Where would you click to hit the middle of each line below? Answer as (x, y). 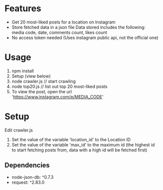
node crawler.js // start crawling (44, 81)
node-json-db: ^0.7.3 (33, 177)
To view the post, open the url (41, 91)
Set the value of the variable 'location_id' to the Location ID (71, 139)
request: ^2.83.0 (28, 182)
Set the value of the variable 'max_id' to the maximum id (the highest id (83, 145)
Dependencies (27, 165)
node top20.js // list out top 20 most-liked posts (60, 86)
